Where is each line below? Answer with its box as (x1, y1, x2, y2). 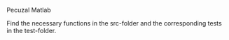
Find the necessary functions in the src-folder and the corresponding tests (6, 19, 222, 27)
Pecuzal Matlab (6, 6, 52, 14)
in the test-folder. (6, 27, 57, 34)
